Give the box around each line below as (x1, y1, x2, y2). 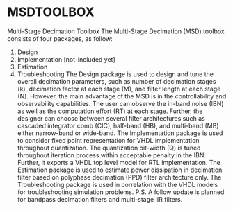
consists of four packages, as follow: (7, 34, 113, 42)
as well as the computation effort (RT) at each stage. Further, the (17, 107, 203, 115)
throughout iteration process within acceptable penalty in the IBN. (17, 150, 207, 159)
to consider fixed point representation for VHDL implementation (17, 136, 200, 144)
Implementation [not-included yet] (17, 55, 116, 63)
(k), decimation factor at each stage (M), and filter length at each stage (17, 85, 221, 93)
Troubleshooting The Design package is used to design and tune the (17, 70, 214, 78)
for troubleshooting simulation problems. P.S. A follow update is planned (17, 188, 225, 196)
